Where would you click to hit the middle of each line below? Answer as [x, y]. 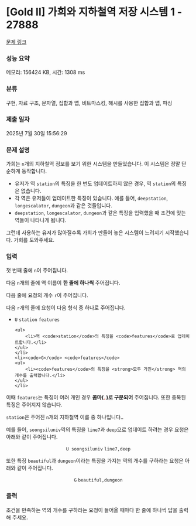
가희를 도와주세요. [34, 240]
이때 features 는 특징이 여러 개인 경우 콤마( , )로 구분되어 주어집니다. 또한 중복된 [96, 397]
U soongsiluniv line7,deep [98, 449]
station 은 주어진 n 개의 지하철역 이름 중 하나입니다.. [65, 417]
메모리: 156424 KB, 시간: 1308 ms [46, 72]
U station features [37, 320]
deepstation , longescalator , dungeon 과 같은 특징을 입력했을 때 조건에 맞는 [100, 213]
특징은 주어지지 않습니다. [34, 405]
